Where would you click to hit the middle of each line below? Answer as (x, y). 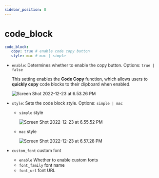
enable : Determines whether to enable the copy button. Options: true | (83, 65)
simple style (31, 112)
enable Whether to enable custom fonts (59, 160)
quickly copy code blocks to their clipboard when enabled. (71, 84)
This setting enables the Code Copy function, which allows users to (80, 79)
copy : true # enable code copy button (50, 51)
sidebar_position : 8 (26, 10)
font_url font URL (37, 170)
